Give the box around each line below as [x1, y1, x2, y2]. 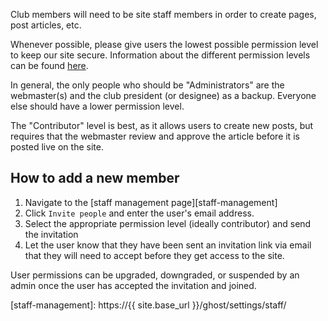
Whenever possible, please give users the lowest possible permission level [10, 39, 319, 50]
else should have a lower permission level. [10, 100, 185, 112]
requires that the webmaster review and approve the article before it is [10, 130, 300, 142]
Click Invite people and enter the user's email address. [24, 207, 255, 219]
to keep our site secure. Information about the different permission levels [10, 49, 311, 61]
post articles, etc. [10, 19, 82, 31]
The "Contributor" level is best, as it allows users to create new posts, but [10, 120, 314, 131]
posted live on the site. [10, 141, 104, 153]
